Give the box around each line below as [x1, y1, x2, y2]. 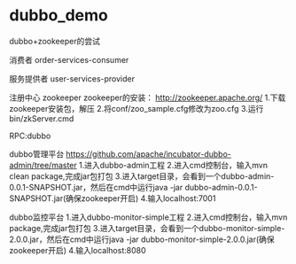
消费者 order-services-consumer [9, 54, 129, 65]
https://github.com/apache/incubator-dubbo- [66, 148, 232, 159]
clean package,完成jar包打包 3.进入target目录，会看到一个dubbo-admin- [9, 170, 275, 182]
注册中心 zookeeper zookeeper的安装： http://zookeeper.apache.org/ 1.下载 [9, 92, 286, 103]
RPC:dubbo [9, 130, 51, 141]
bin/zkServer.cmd [9, 113, 74, 124]
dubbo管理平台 [9, 148, 65, 159]
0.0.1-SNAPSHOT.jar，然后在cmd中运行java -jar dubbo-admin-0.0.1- [9, 182, 259, 192]
